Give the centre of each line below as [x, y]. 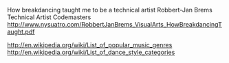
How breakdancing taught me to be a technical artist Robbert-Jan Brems [110, 10]
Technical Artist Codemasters [49, 17]
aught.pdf [21, 32]
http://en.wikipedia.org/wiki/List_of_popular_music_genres [90, 45]
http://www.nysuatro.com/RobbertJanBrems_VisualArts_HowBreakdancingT [115, 24]
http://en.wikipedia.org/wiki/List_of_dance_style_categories [91, 52]
